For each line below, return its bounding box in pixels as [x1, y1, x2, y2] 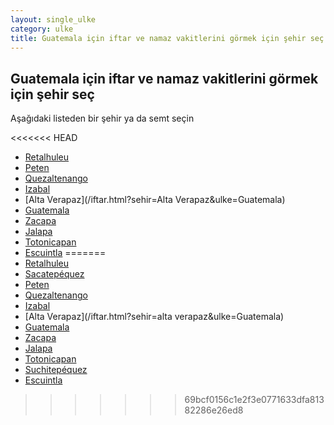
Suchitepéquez [24, 364, 88, 376]
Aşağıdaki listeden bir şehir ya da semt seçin [10, 112, 195, 125]
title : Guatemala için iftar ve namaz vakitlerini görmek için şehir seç [10, 33, 325, 43]
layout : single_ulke [10, 14, 97, 25]
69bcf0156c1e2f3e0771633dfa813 [184, 394, 325, 406]
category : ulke [10, 24, 74, 34]
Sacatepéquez [24, 268, 85, 280]
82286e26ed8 [184, 404, 244, 416]
